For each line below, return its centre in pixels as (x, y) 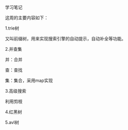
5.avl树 (12, 122)
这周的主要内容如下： (27, 18)
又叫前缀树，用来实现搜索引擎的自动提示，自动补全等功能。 (65, 39)
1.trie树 (12, 28)
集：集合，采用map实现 (29, 81)
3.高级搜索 (16, 91)
